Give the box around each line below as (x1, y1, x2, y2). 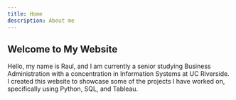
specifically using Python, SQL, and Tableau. (7, 84, 139, 93)
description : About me (7, 17, 75, 24)
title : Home (7, 10, 43, 18)
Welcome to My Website (7, 43, 118, 55)
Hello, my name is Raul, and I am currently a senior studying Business (7, 62, 211, 71)
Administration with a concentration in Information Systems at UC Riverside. (7, 70, 230, 78)
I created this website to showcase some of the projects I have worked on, (7, 77, 225, 86)
